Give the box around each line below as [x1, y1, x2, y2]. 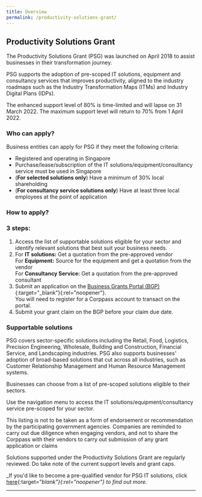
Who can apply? [6, 129, 55, 138]
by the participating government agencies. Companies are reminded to [6, 423, 182, 430]
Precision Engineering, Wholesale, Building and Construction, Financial [6, 344, 182, 351]
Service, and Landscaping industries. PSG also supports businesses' [6, 350, 177, 357]
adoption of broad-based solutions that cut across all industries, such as [6, 356, 186, 363]
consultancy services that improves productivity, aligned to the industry [6, 77, 184, 84]
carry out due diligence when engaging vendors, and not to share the [6, 430, 179, 437]
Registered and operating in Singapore [14, 155, 111, 162]
